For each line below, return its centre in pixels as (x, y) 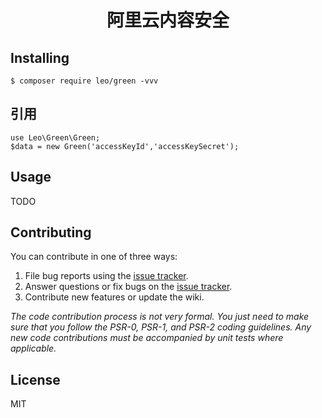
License (35, 379)
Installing (40, 57)
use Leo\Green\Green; (55, 137)
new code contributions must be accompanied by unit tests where (147, 338)
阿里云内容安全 (168, 20)
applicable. (33, 348)
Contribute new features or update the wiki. (114, 297)
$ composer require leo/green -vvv (84, 81)
